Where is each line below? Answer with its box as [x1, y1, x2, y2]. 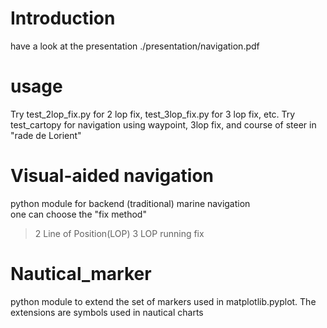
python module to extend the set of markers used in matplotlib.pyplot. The [10, 295, 317, 307]
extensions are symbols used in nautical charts [10, 306, 204, 318]
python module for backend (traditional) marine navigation [10, 197, 251, 209]
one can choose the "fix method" [10, 208, 147, 220]
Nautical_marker [10, 263, 152, 285]
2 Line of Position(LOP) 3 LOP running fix [34, 227, 205, 239]
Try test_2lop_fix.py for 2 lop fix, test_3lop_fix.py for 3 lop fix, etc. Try [10, 108, 296, 120]
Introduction [10, 7, 116, 30]
